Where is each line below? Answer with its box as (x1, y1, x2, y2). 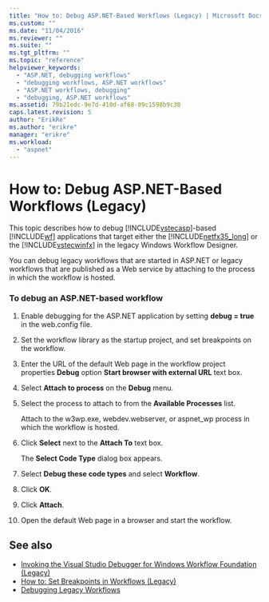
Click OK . (20, 484, 53, 494)
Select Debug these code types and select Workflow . (20, 468, 200, 478)
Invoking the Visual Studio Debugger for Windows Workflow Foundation (20, 560, 257, 569)
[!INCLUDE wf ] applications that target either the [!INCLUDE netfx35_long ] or (9, 232, 258, 241)
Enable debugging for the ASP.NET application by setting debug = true (20, 311, 255, 321)
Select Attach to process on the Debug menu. (20, 383, 174, 393)
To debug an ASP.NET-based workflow (9, 293, 164, 304)
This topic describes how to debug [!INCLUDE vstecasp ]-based (9, 223, 216, 233)
